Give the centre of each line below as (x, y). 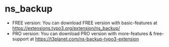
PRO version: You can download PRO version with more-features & (82, 33)
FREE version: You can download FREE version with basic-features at (84, 23)
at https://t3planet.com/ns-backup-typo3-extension (84, 39)
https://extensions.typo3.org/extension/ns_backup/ (66, 28)
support (20, 39)
